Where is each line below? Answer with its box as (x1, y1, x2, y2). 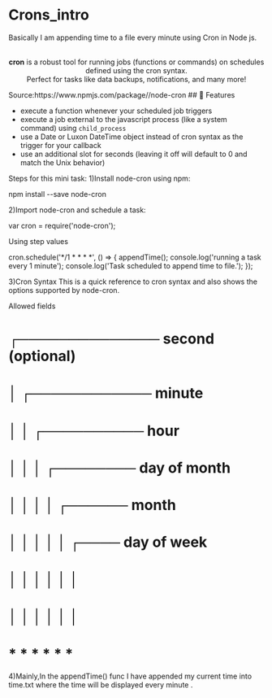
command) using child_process (19, 123, 127, 133)
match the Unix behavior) (19, 157, 106, 168)
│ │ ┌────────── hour (8, 421, 180, 440)
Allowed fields (8, 301, 56, 311)
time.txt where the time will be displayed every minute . (8, 680, 193, 690)
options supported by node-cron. (8, 285, 120, 294)
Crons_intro (8, 6, 89, 24)
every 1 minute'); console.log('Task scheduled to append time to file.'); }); (8, 260, 253, 270)
